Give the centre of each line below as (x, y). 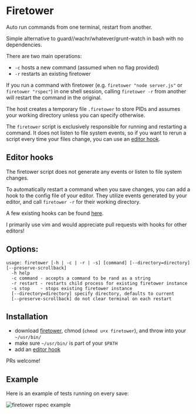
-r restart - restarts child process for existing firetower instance (99, 283)
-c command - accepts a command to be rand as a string (81, 278)
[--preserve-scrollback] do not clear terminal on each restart (92, 299)
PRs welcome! (23, 361)
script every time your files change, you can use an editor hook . (83, 139)
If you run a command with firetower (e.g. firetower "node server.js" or (94, 85)
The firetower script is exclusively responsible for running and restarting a (96, 126)
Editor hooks (30, 158)
